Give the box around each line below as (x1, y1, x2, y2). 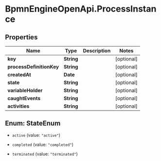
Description (83, 48, 111, 54)
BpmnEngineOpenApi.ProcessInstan (5, 3, 157, 15)
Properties (5, 33, 38, 41)
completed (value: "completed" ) (12, 142, 74, 147)
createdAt (7, 71, 32, 78)
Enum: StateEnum (5, 119, 61, 128)
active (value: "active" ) (12, 132, 61, 138)
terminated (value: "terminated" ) (12, 151, 78, 157)
